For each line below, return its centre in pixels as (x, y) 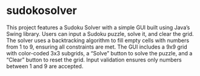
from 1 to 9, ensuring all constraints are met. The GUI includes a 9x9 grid (97, 47)
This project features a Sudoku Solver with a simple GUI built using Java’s (98, 27)
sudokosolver (42, 11)
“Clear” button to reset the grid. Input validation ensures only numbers (94, 60)
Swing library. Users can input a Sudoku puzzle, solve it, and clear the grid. (100, 33)
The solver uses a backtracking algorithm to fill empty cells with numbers (98, 40)
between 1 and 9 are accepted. (45, 66)
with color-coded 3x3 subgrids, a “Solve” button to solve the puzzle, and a (99, 53)
